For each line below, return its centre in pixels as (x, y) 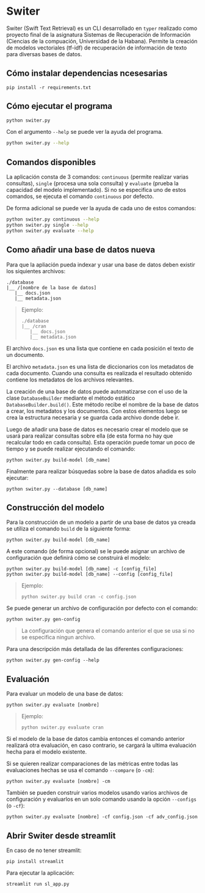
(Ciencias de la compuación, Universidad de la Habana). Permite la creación (102, 41)
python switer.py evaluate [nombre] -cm (59, 781)
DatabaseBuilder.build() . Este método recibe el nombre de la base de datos (103, 404)
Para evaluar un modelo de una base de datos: (65, 694)
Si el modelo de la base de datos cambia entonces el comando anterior (95, 739)
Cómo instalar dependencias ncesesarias (87, 74)
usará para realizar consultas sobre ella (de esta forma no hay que (90, 436)
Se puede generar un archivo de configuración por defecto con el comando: (102, 608)
